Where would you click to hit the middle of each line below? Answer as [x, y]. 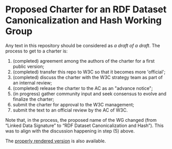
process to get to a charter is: [36, 51]
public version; [28, 66]
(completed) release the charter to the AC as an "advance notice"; [83, 88]
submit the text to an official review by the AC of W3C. [70, 110]
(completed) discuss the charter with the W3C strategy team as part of [88, 77]
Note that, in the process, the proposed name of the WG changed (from [81, 120]
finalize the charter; [33, 99]
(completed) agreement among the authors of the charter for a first [84, 61]
